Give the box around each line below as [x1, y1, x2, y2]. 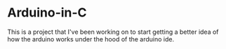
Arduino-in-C [7, 5, 87, 21]
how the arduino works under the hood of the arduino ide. [7, 35, 175, 43]
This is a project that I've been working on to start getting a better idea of [7, 28, 219, 36]
